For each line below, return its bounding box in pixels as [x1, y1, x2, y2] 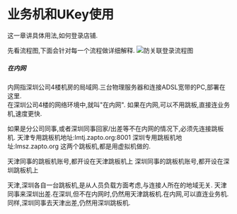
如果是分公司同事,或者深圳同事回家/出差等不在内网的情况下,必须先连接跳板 [7, 124, 224, 133]
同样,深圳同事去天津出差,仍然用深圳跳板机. [7, 198, 131, 207]
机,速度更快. [7, 109, 42, 117]
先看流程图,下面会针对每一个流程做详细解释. [7, 46, 136, 54]
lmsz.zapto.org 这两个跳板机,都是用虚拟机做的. [15, 142, 151, 150]
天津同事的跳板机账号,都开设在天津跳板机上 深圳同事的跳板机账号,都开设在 [7, 157, 224, 165]
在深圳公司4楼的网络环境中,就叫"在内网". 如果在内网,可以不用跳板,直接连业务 [7, 100, 231, 109]
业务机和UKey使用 [7, 6, 115, 23]
